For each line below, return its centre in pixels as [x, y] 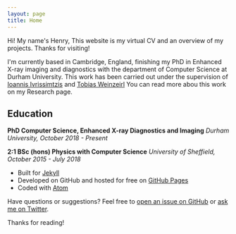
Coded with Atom [43, 188]
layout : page [26, 14]
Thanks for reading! [36, 223]
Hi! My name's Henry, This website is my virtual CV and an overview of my [116, 40]
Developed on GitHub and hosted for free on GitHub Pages [103, 180]
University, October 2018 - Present [57, 138]
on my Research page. [40, 92]
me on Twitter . [28, 209]
